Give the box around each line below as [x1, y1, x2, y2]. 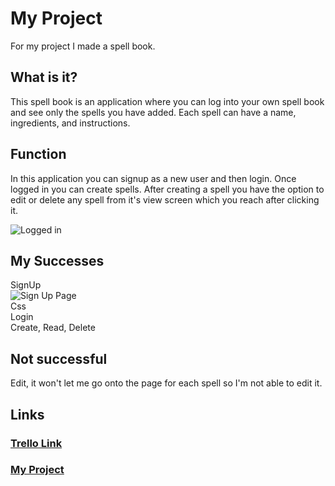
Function [10, 146, 67, 163]
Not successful [10, 350, 108, 367]
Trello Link [10, 436, 63, 450]
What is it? [10, 69, 78, 86]
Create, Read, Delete [10, 322, 96, 334]
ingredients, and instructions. [10, 117, 131, 129]
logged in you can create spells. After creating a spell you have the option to [10, 183, 325, 195]
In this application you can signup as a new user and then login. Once [10, 172, 297, 184]
